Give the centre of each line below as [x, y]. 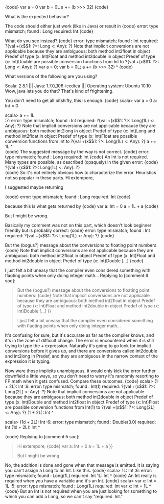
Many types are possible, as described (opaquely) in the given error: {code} [82, 162]
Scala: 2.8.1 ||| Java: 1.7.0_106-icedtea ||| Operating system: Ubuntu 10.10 [78, 86]
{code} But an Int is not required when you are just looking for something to [81, 491]
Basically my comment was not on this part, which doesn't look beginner [78, 225]
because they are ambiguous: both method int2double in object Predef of [79, 397]
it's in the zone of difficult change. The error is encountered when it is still [80, 340]
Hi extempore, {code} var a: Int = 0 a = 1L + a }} [65, 446]
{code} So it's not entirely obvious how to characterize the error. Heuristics [81, 173]
